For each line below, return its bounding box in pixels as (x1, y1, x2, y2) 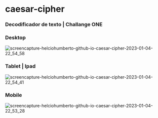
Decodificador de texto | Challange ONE (5, 21, 103, 28)
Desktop (5, 34, 26, 41)
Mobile (5, 91, 22, 98)
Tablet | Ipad (5, 63, 36, 70)
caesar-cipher (5, 3, 65, 15)
